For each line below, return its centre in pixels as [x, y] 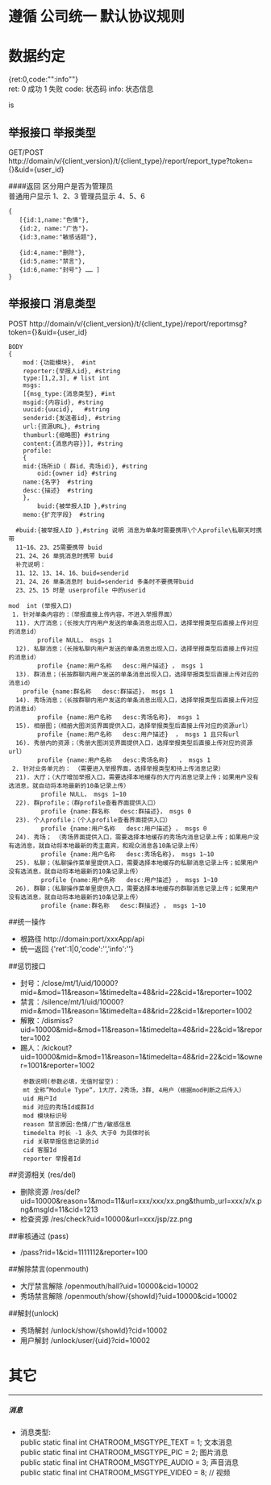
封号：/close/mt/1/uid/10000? [69, 983]
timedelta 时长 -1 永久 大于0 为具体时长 [87, 1133]
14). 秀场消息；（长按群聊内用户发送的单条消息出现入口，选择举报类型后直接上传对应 [138, 700]
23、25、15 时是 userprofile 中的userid [81, 590]
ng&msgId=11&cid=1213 [59, 1209]
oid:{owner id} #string [77, 473]
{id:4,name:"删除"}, [52, 252]
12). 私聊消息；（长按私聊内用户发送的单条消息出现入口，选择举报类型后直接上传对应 [138, 649]
